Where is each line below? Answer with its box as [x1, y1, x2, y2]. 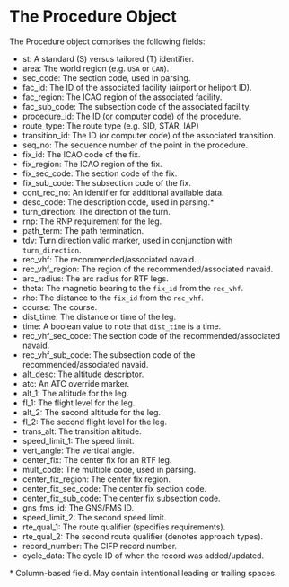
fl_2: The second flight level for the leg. [22, 416, 168, 427]
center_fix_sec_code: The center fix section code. [22, 483, 207, 494]
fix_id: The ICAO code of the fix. [22, 148, 141, 159]
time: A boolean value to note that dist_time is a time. [22, 321, 222, 332]
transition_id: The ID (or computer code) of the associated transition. [22, 129, 276, 140]
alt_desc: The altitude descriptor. [22, 369, 144, 379]
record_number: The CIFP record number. [22, 540, 178, 551]
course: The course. [22, 301, 98, 312]
